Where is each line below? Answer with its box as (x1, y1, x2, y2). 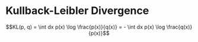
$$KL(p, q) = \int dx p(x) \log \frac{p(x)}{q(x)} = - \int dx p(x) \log (5, 23, 165, 30)
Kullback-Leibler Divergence (5, 4, 149, 17)
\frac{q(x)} (166, 23, 193, 30)
